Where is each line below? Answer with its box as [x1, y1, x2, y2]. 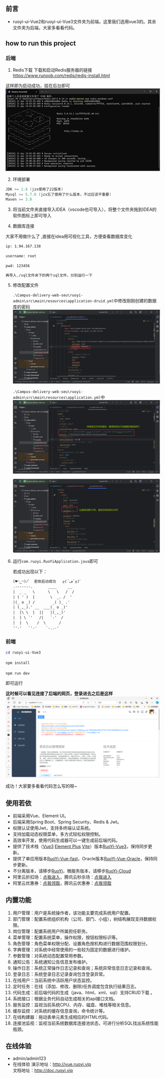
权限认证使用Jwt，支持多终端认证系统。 [12, 825, 94, 831]
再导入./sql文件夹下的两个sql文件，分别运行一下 [5, 273, 93, 278]
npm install [5, 660, 30, 665]
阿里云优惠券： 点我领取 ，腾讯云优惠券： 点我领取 [12, 880, 112, 886]
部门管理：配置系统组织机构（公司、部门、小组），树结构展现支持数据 [12, 916, 152, 922]
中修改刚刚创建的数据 [114, 298, 157, 304]
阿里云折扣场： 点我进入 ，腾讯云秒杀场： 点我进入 [12, 874, 112, 880]
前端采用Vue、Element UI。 [12, 813, 69, 819]
